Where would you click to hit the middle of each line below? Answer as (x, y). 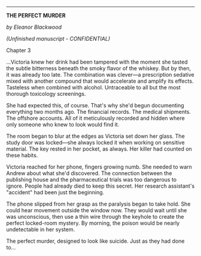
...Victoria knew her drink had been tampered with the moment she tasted (97, 62)
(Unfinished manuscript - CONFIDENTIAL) (58, 39)
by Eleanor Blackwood (34, 27)
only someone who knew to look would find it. (63, 124)
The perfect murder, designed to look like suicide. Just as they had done (95, 241)
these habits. (22, 155)
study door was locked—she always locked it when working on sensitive (95, 142)
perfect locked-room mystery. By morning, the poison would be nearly (93, 223)
